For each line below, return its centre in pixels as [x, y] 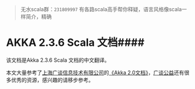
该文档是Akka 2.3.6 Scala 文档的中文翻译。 [58, 60]
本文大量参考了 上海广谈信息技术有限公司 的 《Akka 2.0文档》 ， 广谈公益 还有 [95, 72]
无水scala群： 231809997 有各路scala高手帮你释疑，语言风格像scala [101, 9]
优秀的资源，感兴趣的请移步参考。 [52, 80]
